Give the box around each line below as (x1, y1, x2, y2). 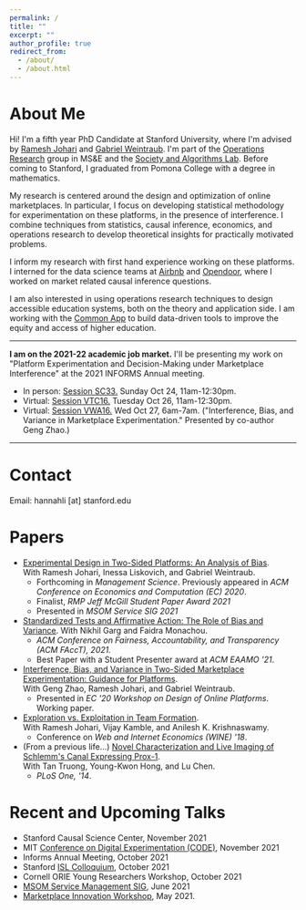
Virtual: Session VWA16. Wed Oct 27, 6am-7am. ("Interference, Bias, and (22, 405, 294, 416)
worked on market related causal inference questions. (9, 275, 212, 286)
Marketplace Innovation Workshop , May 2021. (22, 890, 196, 901)
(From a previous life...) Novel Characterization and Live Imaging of (22, 740, 275, 752)
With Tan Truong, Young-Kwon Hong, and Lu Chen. (22, 760, 216, 771)
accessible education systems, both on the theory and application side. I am (9, 303, 296, 314)
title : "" (9, 22, 47, 31)
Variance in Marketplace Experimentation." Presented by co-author (22, 414, 275, 425)
